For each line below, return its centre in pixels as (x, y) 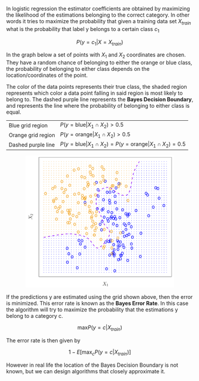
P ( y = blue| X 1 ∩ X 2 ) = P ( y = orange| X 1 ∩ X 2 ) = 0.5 (123, 145)
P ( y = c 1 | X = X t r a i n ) (100, 43)
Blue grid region (28, 125)
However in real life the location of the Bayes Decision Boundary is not (92, 365)
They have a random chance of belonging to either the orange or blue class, (99, 63)
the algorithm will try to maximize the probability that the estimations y (92, 310)
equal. (14, 112)
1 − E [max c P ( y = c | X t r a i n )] (100, 353)
